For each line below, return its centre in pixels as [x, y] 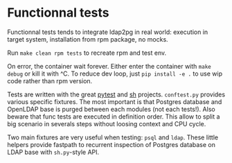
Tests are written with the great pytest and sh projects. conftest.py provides [116, 94]
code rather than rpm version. [50, 80]
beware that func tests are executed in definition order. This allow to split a [114, 117]
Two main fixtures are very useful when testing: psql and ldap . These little [113, 137]
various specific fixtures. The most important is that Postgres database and [115, 101]
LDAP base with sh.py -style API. [53, 152]
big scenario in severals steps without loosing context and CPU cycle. [107, 123]
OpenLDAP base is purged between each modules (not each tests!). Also [111, 109]
